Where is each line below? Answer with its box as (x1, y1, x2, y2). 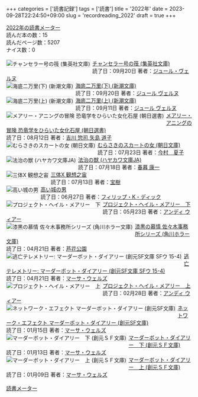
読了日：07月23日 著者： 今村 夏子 (97, 149, 184, 156)
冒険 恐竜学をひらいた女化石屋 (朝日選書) (6, 127, 106, 133)
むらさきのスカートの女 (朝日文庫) (97, 142, 181, 148)
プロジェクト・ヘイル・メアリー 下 (102, 201, 191, 207)
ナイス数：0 (6, 46, 35, 53)
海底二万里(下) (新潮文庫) (75, 82, 137, 89)
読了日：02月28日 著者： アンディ (102, 290, 184, 296)
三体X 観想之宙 (50, 171, 87, 178)
